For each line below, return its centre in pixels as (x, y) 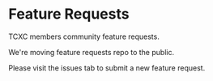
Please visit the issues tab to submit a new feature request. (107, 68)
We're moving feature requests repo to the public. (92, 52)
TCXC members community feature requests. (84, 36)
